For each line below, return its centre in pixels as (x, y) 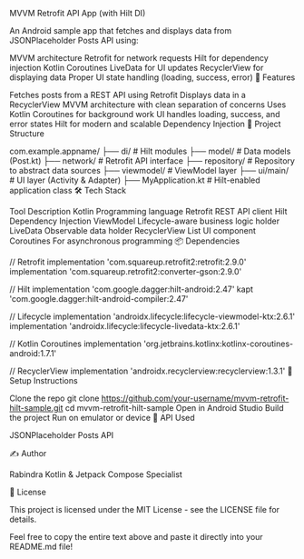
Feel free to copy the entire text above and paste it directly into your (136, 537)
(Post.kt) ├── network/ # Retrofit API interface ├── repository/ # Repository (152, 161)
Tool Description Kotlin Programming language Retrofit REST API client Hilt (148, 211)
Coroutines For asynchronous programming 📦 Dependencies (125, 241)
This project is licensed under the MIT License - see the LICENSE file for (144, 509)
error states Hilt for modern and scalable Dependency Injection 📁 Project (145, 124)
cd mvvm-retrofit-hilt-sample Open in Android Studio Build (174, 408)
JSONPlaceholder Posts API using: (74, 40)
